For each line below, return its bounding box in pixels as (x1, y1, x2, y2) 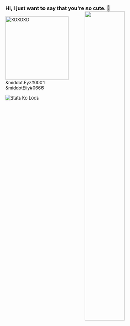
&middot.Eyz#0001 (5, 80, 45, 86)
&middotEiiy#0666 (5, 85, 44, 91)
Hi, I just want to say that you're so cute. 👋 (5, 5, 110, 12)
